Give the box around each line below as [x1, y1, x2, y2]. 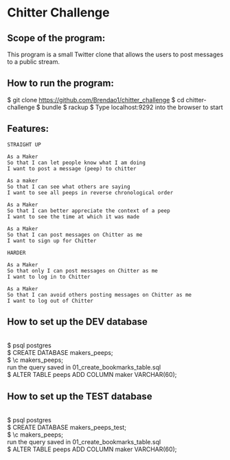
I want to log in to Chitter [7, 273, 91, 280]
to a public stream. [7, 58, 60, 66]
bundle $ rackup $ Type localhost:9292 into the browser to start [41, 103, 223, 111]
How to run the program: [7, 78, 115, 89]
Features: [7, 123, 49, 135]
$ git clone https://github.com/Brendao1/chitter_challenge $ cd [7, 95, 185, 104]
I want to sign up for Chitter [7, 237, 97, 244]
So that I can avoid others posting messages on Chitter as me [7, 291, 192, 298]
